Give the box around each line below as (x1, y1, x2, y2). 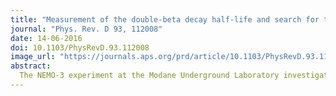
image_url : (10, 52, 56, 62)
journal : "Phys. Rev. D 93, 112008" (10, 24, 163, 34)
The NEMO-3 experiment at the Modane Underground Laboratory (19, 71, 280, 81)
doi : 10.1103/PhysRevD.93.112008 (10, 42, 150, 53)
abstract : (10, 61, 52, 71)
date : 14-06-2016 (10, 33, 83, 43)
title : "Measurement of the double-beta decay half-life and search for (10, 14, 320, 25)
